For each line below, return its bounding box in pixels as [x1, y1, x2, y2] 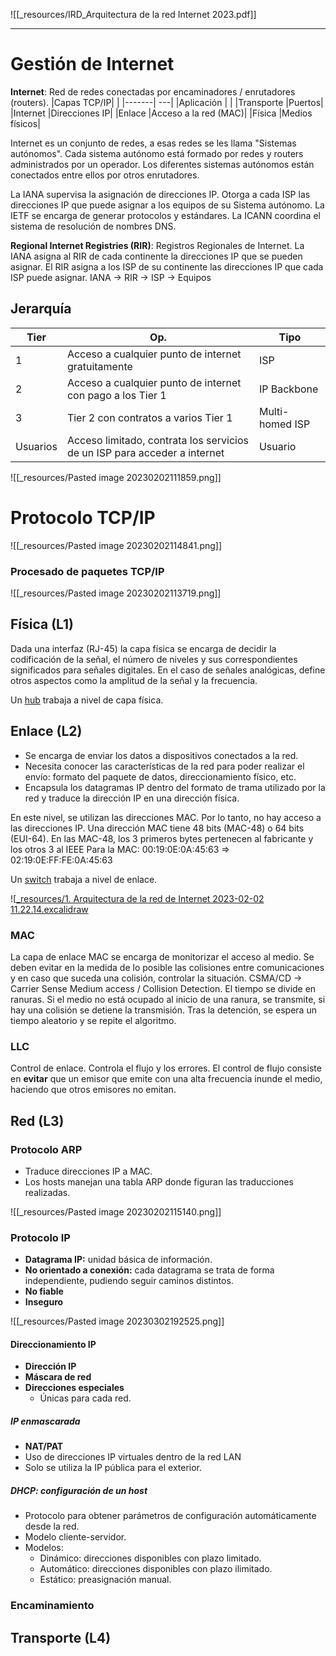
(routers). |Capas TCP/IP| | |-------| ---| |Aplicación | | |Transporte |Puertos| [10, 96, 324, 108]
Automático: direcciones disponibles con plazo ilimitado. [39, 1563, 273, 1575]
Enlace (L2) [10, 723, 83, 740]
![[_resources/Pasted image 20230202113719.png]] [10, 587, 222, 599]
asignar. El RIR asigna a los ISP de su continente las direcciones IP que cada [10, 260, 324, 273]
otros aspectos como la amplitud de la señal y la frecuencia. [10, 674, 258, 686]
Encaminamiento [10, 1599, 95, 1613]
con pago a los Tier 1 [66, 388, 167, 402]
